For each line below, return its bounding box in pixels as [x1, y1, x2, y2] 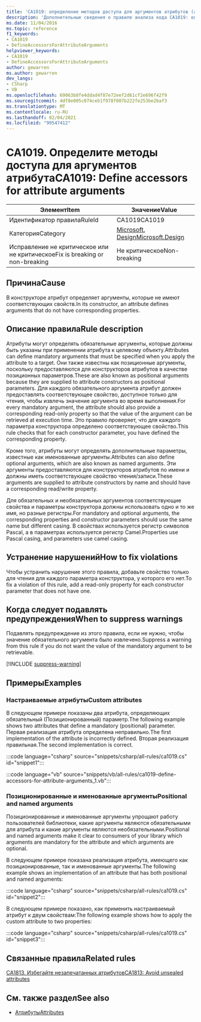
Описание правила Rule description [6, 324, 144, 334]
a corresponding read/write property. [6, 485, 98, 492]
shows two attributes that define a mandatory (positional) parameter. [6, 722, 176, 729]
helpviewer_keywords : [6, 48, 60, 54]
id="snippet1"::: [6, 759, 45, 766]
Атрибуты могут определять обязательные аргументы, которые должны [6, 339, 193, 347]
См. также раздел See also [6, 993, 109, 1003]
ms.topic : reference [6, 25, 58, 32]
